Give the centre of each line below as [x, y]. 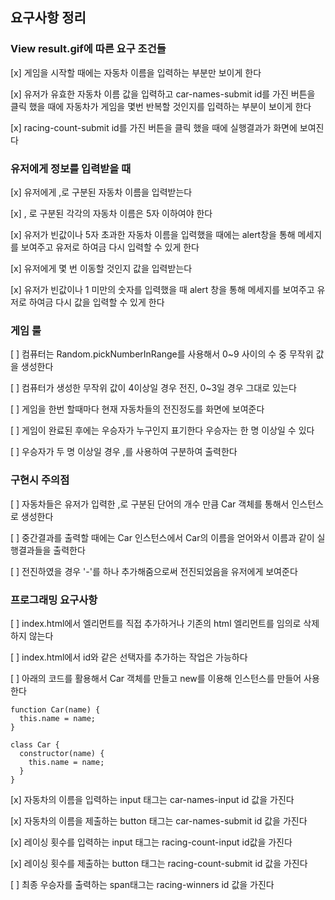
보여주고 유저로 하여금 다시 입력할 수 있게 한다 [110, 247]
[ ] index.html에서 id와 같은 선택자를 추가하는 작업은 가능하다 [129, 657]
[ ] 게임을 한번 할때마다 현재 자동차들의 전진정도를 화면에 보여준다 [137, 409]
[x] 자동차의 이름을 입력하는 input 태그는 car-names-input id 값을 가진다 [152, 799]
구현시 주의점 [40, 480]
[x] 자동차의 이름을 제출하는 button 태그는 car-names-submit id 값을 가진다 [159, 820]
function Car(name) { [55, 709]
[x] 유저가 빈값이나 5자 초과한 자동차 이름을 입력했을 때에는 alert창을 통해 [153, 234]
